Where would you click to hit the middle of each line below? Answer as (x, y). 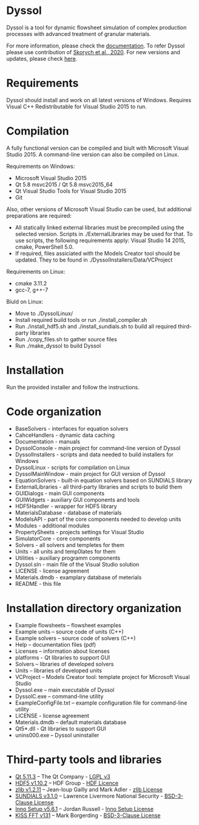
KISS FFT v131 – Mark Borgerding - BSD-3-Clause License (88, 815)
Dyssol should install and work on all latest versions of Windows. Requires (99, 100)
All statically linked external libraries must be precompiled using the (99, 227)
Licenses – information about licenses (62, 651)
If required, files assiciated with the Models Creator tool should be (97, 253)
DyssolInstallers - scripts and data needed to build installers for (94, 454)
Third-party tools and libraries (84, 760)
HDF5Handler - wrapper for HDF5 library (66, 506)
